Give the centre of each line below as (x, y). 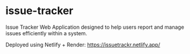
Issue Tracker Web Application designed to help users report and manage (95, 27)
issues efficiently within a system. (46, 33)
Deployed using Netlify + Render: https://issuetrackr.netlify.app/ (83, 45)
